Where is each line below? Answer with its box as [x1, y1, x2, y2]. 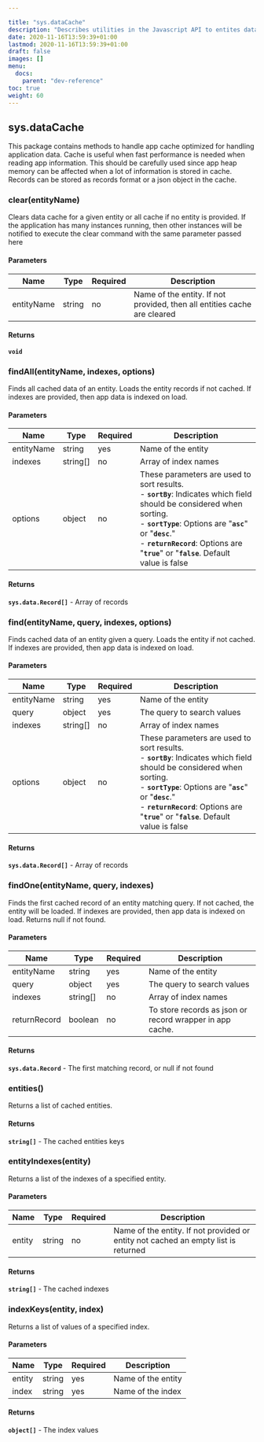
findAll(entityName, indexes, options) [8, 366, 156, 377]
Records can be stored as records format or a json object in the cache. [8, 175, 237, 185]
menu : [8, 62, 26, 71]
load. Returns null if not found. [8, 914, 106, 924]
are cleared [133, 308, 176, 319]
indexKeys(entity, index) [8, 1304, 104, 1315]
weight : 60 [8, 91, 44, 99]
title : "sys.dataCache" [8, 18, 86, 26]
